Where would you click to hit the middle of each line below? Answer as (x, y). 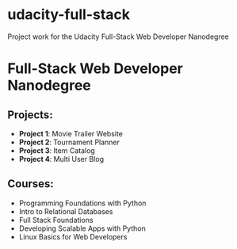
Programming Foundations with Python (82, 203)
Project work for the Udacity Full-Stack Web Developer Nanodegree (118, 36)
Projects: (30, 115)
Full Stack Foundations (56, 220)
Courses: (31, 184)
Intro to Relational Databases (66, 211)
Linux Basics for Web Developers (73, 236)
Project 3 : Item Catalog (57, 150)
